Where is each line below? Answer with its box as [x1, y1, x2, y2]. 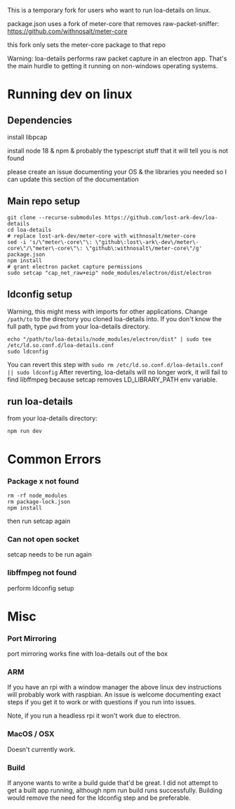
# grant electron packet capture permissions [7, 263, 142, 270]
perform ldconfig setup [7, 583, 74, 593]
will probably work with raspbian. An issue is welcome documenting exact [7, 690, 221, 699]
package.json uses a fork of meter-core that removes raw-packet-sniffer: [7, 20, 220, 27]
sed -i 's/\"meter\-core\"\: [7, 238, 93, 245]
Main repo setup [7, 195, 81, 207]
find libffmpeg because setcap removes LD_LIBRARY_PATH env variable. [7, 375, 217, 384]
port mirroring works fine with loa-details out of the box [7, 649, 168, 658]
